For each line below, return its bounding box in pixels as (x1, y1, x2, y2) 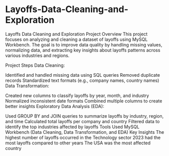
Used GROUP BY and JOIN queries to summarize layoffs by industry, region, (5, 113, 164, 119)
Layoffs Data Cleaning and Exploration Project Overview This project (5, 31, 148, 37)
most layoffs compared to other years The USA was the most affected (5, 140, 151, 146)
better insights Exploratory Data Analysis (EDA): (5, 103, 104, 109)
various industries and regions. (5, 52, 70, 59)
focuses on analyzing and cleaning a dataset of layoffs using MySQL (5, 36, 148, 42)
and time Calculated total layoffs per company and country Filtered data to (5, 118, 160, 124)
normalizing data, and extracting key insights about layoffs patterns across (5, 47, 160, 53)
